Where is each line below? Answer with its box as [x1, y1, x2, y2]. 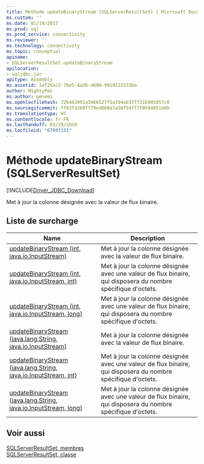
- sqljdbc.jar [6, 71, 42, 77]
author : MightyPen [6, 88, 53, 94]
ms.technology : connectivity [6, 43, 80, 49]
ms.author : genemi [6, 94, 53, 100]
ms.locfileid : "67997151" [6, 128, 72, 134]
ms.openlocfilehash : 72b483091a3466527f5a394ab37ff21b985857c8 [6, 99, 170, 105]
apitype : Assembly [6, 77, 53, 83]
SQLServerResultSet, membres [6, 444, 84, 451]
